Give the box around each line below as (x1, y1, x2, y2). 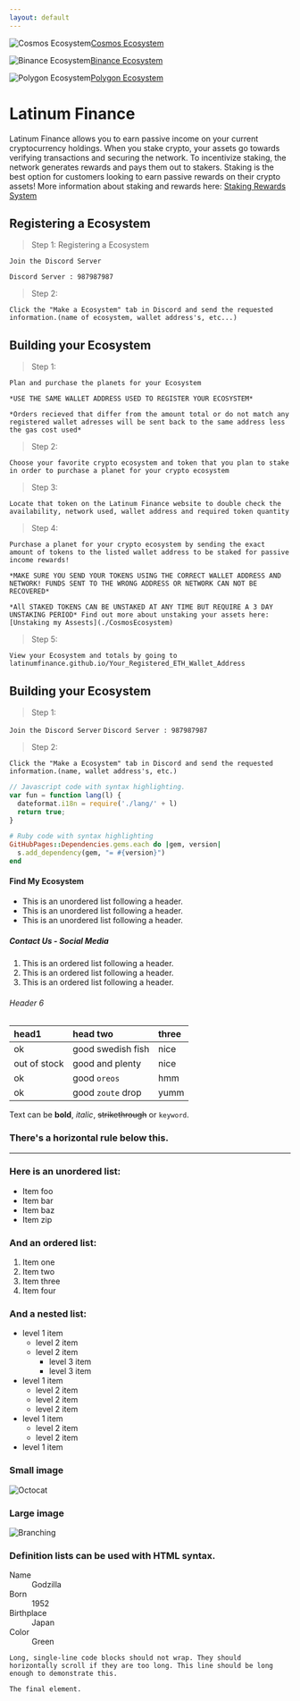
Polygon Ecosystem (90, 72, 163, 83)
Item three (21, 1276, 61, 1287)
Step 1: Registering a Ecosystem (30, 240, 150, 250)
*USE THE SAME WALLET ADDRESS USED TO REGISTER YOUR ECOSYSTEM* (9, 394, 254, 403)
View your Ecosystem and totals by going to (9, 652, 178, 661)
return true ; (17, 807, 66, 816)
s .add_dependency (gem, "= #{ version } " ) (17, 848, 166, 858)
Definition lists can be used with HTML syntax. (9, 1549, 216, 1562)
